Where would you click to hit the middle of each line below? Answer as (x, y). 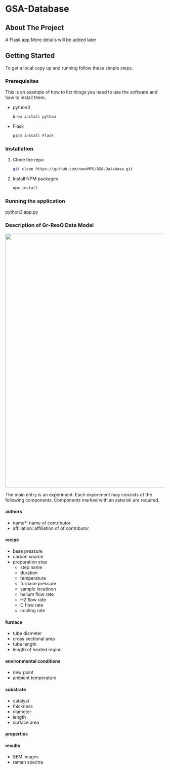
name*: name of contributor (41, 523)
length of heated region (37, 650)
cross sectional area (34, 639)
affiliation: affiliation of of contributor (51, 528)
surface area (26, 722)
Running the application (35, 201)
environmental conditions (33, 661)
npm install (25, 188)
